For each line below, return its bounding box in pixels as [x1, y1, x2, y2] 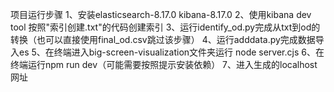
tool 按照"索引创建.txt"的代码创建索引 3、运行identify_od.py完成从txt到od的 [10, 21, 321, 33]
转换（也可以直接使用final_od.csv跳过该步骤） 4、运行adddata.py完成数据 [10, 34, 316, 45]
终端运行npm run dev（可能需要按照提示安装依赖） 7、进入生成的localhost [10, 59, 318, 70]
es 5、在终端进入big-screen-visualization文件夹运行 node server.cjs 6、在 [18, 46, 325, 58]
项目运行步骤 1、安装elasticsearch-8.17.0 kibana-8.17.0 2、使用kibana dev [10, 9, 312, 20]
